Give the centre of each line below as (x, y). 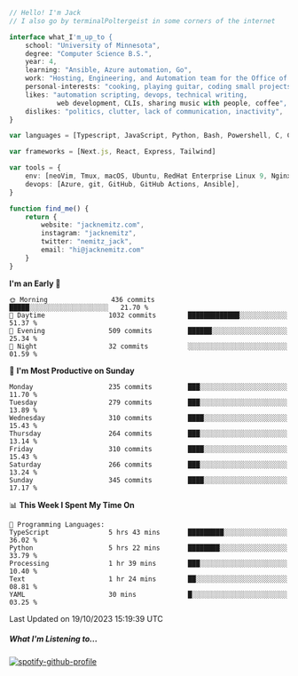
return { (41, 217)
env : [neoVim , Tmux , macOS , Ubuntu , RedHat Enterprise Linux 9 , (146, 176)
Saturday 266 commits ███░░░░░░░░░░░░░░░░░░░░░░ (149, 465)
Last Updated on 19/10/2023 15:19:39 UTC (86, 618)
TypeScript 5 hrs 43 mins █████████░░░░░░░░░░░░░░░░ (149, 532)
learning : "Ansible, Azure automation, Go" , (109, 70)
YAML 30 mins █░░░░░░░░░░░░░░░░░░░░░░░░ (149, 594)
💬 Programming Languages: (57, 524)
